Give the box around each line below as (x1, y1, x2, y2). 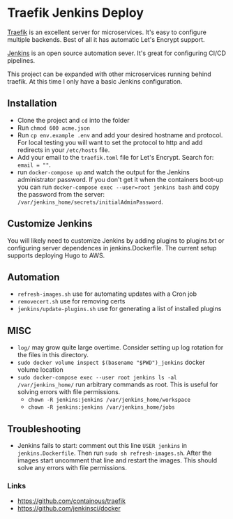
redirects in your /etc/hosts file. (17, 145, 110, 154)
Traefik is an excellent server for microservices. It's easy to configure (7, 28, 207, 36)
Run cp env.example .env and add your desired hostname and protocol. (17, 130, 223, 139)
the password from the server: (17, 190, 105, 198)
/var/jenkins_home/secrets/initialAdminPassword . (17, 197, 164, 206)
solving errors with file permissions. (17, 388, 121, 396)
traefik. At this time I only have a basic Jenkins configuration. (7, 77, 183, 85)
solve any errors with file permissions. (17, 464, 127, 472)
